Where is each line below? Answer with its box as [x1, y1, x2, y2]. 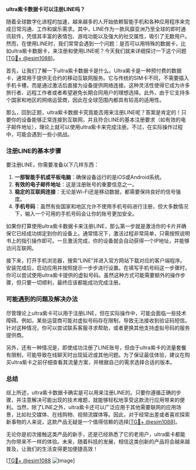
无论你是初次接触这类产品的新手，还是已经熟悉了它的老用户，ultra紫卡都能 [6, 430, 185, 438]
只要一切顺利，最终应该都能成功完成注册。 [21, 279, 124, 286]
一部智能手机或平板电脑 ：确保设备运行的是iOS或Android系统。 [14, 174, 165, 181]
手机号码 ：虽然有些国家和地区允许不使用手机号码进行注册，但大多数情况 [14, 203, 188, 210]
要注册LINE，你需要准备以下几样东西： [6, 161, 99, 169]
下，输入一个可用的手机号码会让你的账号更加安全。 [14, 210, 138, 217]
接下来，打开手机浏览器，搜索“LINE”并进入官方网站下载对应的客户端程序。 [6, 257, 185, 264]
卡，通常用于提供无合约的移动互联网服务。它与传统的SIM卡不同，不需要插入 [6, 74, 190, 81]
